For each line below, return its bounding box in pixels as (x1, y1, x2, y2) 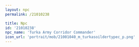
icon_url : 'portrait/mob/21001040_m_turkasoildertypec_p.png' (5, 35, 136, 40)
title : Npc (5, 21, 28, 26)
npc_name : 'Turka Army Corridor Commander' (5, 30, 96, 35)
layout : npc (5, 7, 30, 12)
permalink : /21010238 (5, 12, 50, 17)
